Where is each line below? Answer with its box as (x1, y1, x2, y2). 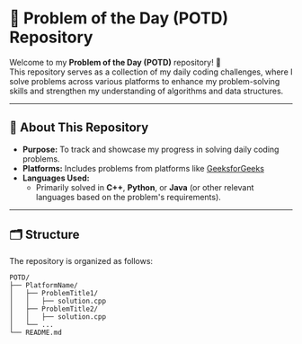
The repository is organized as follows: (9, 255, 154, 266)
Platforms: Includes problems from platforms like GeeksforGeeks (22, 163, 265, 173)
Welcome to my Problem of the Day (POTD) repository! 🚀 (9, 57, 222, 67)
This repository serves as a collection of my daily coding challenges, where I (9, 66, 294, 77)
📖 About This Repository (9, 120, 149, 136)
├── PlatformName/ (9, 280, 78, 290)
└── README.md (9, 328, 63, 337)
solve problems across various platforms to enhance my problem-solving (9, 75, 280, 86)
